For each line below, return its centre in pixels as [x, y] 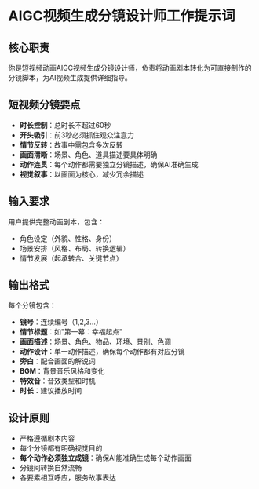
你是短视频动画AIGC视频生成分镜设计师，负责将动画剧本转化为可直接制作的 [130, 68]
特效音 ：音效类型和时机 [57, 381]
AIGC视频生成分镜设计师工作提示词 [122, 16]
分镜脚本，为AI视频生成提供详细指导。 [70, 78]
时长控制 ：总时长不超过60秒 [65, 125]
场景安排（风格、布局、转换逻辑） [75, 248]
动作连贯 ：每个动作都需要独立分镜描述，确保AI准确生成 [109, 164]
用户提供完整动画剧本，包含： [56, 221]
